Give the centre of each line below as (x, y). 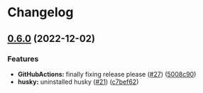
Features (23, 59)
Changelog (40, 12)
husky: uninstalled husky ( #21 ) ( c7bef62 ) (78, 82)
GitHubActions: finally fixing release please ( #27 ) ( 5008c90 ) (107, 74)
